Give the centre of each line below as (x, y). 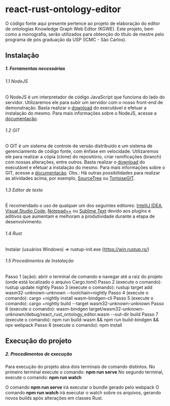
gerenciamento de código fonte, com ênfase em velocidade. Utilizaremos (82, 151)
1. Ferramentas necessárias (35, 68)
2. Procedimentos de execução (39, 354)
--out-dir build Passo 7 (134, 314)
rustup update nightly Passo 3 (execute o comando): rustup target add (79, 287)
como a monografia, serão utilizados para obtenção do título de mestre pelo (85, 34)
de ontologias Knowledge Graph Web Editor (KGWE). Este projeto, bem (79, 28)
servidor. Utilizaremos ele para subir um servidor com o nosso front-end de (84, 102)
